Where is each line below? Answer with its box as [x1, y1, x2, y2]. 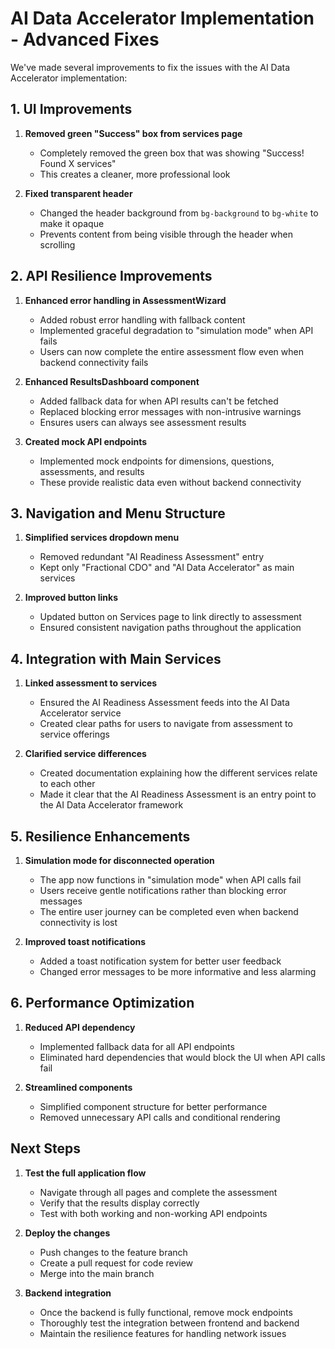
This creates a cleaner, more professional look [39, 168, 231, 180]
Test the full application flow [24, 1167, 147, 1179]
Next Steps [10, 1140, 81, 1157]
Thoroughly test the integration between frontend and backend [39, 1317, 300, 1329]
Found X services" [39, 157, 117, 169]
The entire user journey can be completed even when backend [39, 906, 299, 917]
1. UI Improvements [10, 101, 133, 118]
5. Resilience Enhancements [10, 828, 191, 845]
